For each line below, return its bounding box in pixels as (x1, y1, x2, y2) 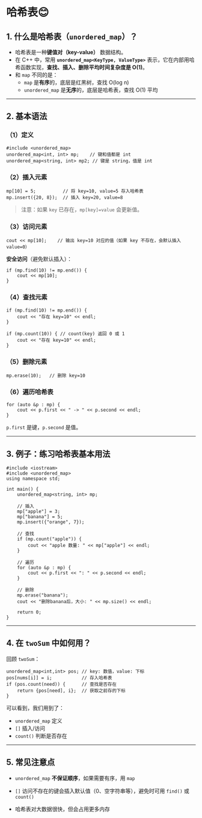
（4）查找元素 (6, 293, 48, 302)
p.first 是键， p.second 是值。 (6, 424, 82, 431)
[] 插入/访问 (14, 724, 46, 732)
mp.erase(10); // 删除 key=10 (6, 372, 85, 379)
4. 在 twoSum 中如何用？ (6, 638, 91, 648)
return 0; (17, 609, 42, 615)
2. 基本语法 (6, 111, 47, 121)
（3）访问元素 (6, 222, 47, 231)
